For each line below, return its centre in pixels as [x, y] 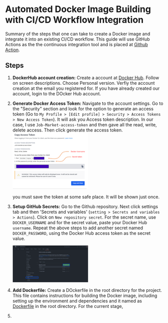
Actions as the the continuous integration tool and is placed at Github [76, 44]
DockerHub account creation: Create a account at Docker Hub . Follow [86, 77]
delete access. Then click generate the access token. [67, 130]
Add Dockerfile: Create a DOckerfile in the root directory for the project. [87, 290]
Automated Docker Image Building [78, 9]
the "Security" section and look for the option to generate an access [83, 108]
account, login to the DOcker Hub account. [57, 93]
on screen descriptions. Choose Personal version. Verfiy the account [83, 83]
